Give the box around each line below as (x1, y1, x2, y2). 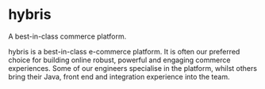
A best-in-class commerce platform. (8, 32, 127, 41)
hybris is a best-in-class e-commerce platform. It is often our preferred (8, 46, 240, 56)
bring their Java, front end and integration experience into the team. (8, 72, 230, 81)
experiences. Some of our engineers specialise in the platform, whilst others (8, 63, 258, 72)
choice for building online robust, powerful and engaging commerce (8, 55, 231, 65)
